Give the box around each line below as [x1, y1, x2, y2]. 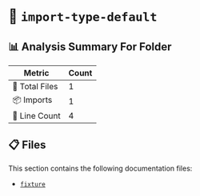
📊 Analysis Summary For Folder [8, 40, 172, 53]
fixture [19, 180, 46, 188]
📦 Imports [12, 95, 53, 105]
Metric [23, 68, 50, 78]
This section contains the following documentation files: [8, 163, 193, 173]
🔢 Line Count [12, 111, 62, 121]
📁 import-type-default [8, 7, 158, 25]
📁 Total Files [12, 81, 58, 92]
